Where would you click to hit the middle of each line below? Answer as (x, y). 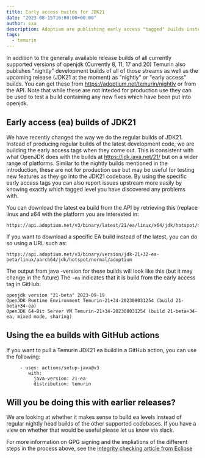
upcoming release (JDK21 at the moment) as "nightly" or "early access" (96, 77)
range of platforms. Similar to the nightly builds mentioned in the (87, 163)
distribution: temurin (62, 384)
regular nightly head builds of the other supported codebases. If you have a (101, 424)
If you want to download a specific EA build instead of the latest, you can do (102, 237)
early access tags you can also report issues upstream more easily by (94, 183)
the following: (23, 356)
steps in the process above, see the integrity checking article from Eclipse (99, 449)
